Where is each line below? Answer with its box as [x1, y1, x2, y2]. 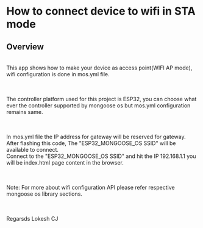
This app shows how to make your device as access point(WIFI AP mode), [6, 64, 193, 71]
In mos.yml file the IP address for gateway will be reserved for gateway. [6, 133, 186, 140]
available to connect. [6, 146, 59, 153]
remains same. [6, 109, 44, 115]
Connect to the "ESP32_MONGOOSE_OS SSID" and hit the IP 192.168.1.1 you [6, 152, 196, 160]
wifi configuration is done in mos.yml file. [6, 71, 110, 77]
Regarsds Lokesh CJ [6, 215, 59, 222]
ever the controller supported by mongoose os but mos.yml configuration [6, 102, 191, 109]
